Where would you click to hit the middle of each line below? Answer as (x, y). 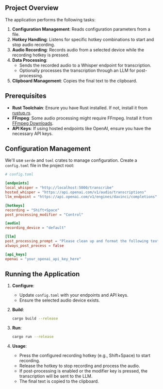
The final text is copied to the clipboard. (59, 381)
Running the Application (42, 274)
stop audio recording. (33, 44)
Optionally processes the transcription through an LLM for (77, 70)
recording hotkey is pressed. (41, 55)
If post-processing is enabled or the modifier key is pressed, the (83, 371)
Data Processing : (30, 60)
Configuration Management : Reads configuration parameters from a (81, 29)
